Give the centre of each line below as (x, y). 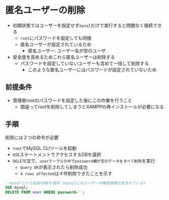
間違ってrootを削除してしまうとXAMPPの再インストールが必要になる (92, 106)
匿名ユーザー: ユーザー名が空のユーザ (67, 51)
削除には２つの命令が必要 (32, 137)
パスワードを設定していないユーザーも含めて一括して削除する (84, 63)
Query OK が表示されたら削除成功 (54, 167)
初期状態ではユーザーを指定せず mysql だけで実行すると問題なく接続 (83, 25)
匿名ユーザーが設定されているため (56, 44)
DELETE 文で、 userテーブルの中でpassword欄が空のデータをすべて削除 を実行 (84, 161)
